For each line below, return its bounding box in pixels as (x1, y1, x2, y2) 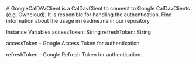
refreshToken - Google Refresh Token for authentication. (6, 51, 142, 58)
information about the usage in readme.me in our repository (6, 17, 150, 24)
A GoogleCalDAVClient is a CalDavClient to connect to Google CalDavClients (6, 5, 190, 12)
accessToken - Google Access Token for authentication (6, 40, 140, 47)
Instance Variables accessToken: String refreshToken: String (6, 29, 151, 35)
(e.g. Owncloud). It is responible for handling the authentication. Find (6, 11, 172, 18)
